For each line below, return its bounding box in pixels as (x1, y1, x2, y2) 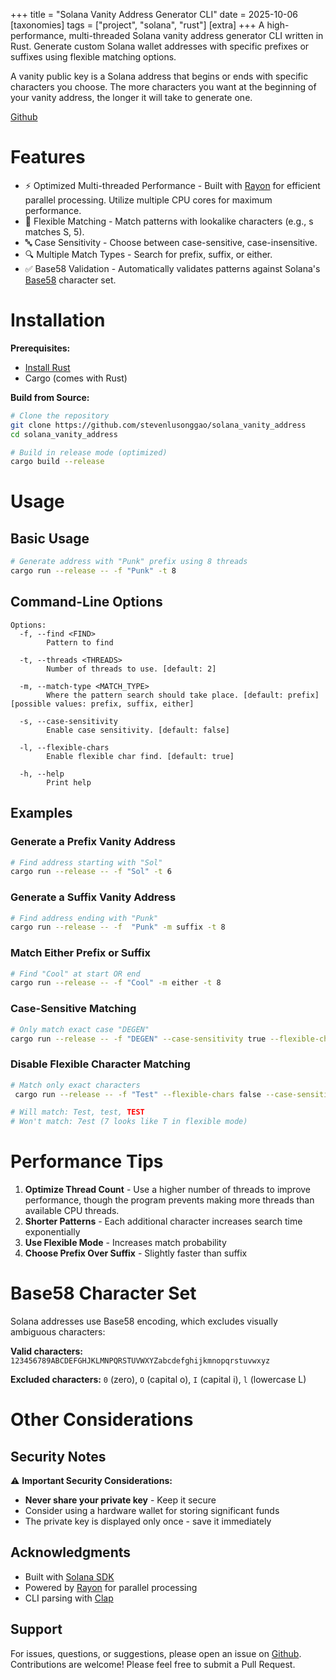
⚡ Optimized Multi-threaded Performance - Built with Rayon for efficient (24, 179, 321, 191)
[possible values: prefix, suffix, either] (10, 699, 195, 709)
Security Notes (10, 1448, 107, 1465)
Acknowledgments (10, 1544, 132, 1561)
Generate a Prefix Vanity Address (10, 835, 176, 849)
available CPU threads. (24, 1205, 120, 1217)
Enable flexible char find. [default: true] (46, 751, 235, 761)
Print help (46, 777, 92, 788)
